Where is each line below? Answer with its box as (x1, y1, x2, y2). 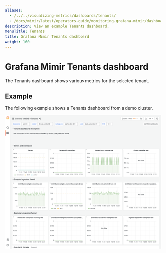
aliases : (5, 8, 23, 13)
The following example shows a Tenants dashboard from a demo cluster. (5, 105, 153, 111)
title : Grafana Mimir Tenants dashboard (5, 34, 90, 39)
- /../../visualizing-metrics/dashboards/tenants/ (9, 13, 116, 18)
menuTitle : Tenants (5, 29, 45, 34)
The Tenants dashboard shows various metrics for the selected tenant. (5, 77, 149, 84)
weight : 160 (5, 40, 30, 45)
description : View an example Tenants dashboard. (5, 24, 110, 29)
